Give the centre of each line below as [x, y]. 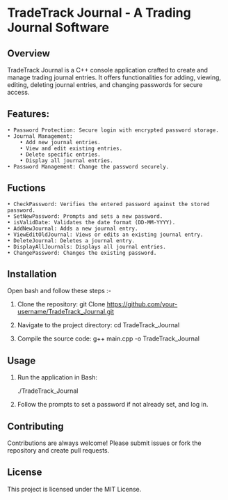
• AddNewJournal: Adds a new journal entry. [73, 228]
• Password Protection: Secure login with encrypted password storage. [113, 130]
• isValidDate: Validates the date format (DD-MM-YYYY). [91, 222]
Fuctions [27, 188]
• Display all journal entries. [66, 161]
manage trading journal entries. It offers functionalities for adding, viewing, [114, 77]
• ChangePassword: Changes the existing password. [82, 253]
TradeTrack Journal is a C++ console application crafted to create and [108, 70]
